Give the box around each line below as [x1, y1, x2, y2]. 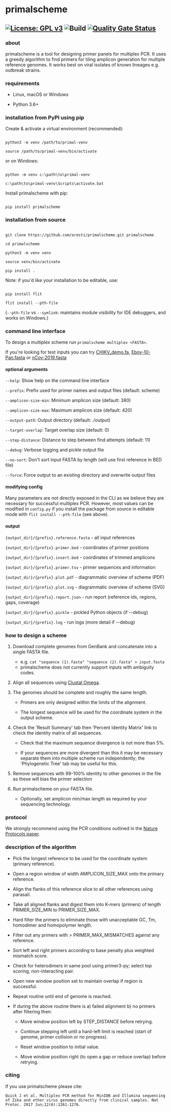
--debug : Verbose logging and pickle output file [5, 447, 104, 453]
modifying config [5, 484, 43, 490]
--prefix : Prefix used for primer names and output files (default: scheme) [5, 387, 160, 394]
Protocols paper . [5, 831, 40, 837]
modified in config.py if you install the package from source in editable [5, 506, 155, 512]
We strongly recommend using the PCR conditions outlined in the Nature [5, 825, 158, 832]
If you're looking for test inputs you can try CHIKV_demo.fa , [5, 349, 131, 356]
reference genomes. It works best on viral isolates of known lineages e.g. [5, 61, 160, 67]
